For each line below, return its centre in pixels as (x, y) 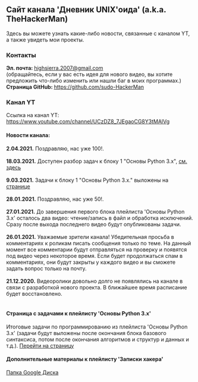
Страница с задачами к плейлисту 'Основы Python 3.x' (79, 314)
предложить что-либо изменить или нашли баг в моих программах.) (94, 81)
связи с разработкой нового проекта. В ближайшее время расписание (97, 287)
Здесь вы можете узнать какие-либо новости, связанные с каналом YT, (98, 33)
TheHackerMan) (37, 19)
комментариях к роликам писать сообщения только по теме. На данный (99, 243)
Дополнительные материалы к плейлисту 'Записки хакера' (85, 359)
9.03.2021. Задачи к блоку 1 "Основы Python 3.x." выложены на (87, 180)
